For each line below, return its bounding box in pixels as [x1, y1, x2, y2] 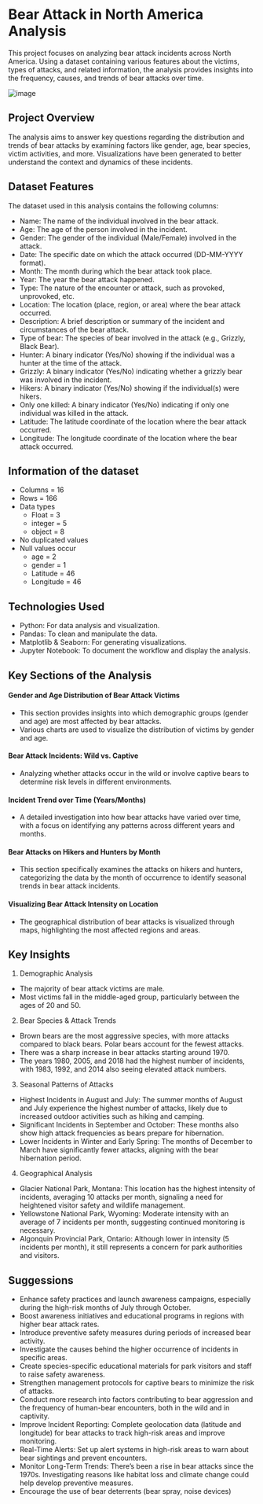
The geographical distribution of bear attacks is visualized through [19, 917, 236, 926]
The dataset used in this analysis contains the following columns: [8, 200, 219, 210]
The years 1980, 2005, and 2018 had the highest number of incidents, [19, 1056, 245, 1066]
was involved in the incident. [19, 375, 112, 384]
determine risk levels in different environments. [19, 777, 173, 786]
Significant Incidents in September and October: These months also [19, 1120, 239, 1130]
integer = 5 [31, 519, 68, 528]
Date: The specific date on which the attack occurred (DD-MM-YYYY [19, 249, 243, 259]
